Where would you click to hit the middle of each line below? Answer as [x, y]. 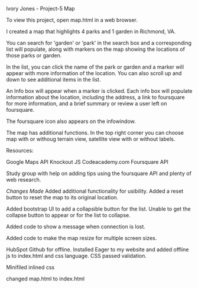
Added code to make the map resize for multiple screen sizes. [82, 238]
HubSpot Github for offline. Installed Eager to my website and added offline [98, 250]
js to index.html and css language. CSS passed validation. [76, 256]
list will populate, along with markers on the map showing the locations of [95, 49]
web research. [24, 179]
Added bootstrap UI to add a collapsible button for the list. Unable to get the [98, 209]
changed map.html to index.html [45, 279]
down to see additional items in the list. [53, 80]
